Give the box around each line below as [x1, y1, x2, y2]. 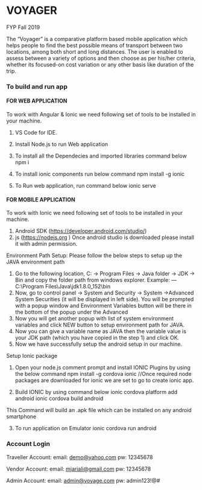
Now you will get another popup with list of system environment [14, 315, 174, 322]
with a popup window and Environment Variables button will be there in [14, 302, 192, 310]
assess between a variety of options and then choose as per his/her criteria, [6, 54, 196, 62]
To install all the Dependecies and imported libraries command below [14, 152, 187, 160]
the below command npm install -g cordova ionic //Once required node [14, 371, 192, 378]
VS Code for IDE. [14, 129, 57, 136]
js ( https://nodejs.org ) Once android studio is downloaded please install [14, 234, 195, 241]
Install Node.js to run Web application [14, 141, 109, 148]
